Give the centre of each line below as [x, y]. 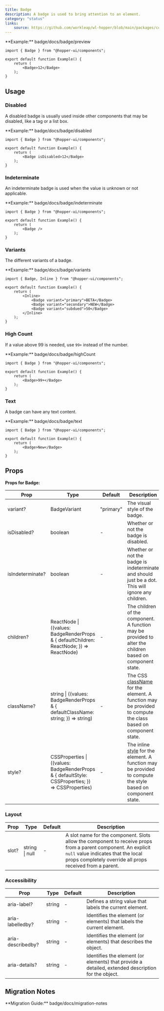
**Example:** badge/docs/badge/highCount [50, 354]
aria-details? [22, 965]
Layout [13, 814]
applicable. [16, 193]
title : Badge [18, 10]
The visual [139, 503]
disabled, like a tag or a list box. [37, 121]
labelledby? [21, 924]
